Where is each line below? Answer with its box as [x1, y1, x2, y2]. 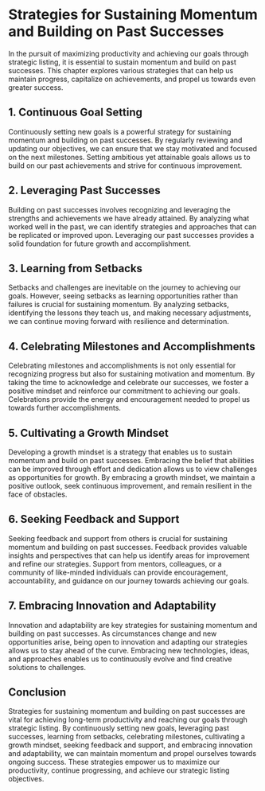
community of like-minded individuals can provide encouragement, [8, 567, 228, 577]
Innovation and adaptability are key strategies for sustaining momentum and [8, 620, 258, 629]
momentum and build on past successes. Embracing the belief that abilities [8, 456, 255, 465]
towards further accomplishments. [8, 403, 122, 413]
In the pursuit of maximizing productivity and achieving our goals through [8, 49, 249, 58]
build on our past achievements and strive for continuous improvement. [8, 161, 243, 170]
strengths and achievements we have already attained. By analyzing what [8, 213, 250, 223]
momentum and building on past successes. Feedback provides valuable [8, 542, 247, 551]
